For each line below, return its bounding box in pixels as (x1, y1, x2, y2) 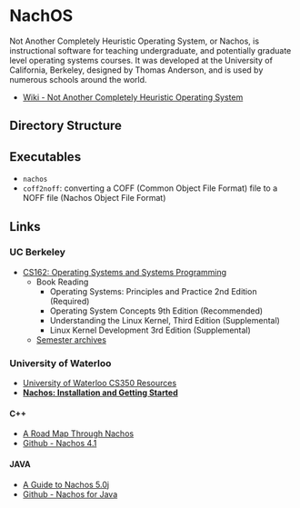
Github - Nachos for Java (22, 488, 118, 500)
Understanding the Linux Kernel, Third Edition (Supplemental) (49, 314, 280, 325)
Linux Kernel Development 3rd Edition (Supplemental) (49, 324, 252, 335)
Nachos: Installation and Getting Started (22, 387, 179, 398)
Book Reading (35, 276, 89, 287)
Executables (9, 149, 82, 164)
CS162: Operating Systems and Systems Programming (22, 266, 227, 277)
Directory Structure (9, 118, 123, 134)
